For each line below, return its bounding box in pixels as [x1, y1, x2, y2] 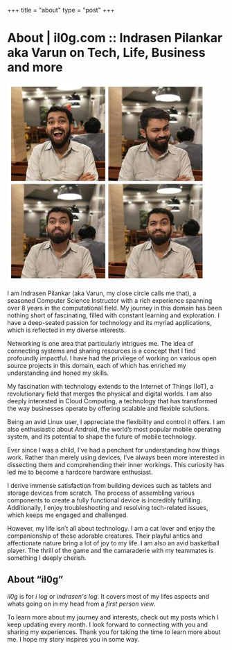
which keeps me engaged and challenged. [7, 511, 128, 519]
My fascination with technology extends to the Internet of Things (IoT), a [7, 382, 214, 390]
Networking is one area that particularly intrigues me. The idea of [7, 339, 194, 347]
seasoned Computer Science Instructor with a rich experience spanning [7, 296, 213, 304]
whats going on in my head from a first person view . [7, 599, 156, 608]
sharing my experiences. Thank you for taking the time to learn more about [7, 627, 221, 636]
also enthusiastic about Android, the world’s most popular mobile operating [7, 425, 222, 433]
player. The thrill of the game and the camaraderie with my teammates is [7, 546, 214, 554]
